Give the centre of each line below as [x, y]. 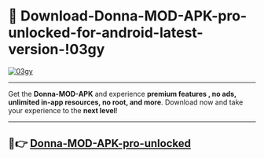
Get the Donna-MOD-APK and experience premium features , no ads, [123, 94]
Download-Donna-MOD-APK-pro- [134, 16]
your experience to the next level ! [63, 110]
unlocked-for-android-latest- [106, 33]
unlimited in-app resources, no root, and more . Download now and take [126, 102]
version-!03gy [57, 50]
